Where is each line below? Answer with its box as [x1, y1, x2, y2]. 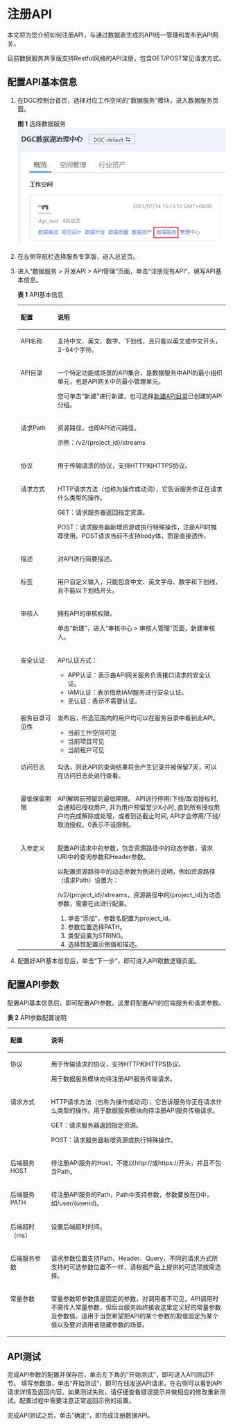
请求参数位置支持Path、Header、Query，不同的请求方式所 [51, 1254, 218, 1262]
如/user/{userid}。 [51, 1199, 103, 1207]
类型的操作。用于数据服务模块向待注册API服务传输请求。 [56, 1106, 219, 1114]
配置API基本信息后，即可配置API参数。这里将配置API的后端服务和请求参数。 [7, 999, 225, 1007]
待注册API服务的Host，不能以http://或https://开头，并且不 [51, 1159, 216, 1167]
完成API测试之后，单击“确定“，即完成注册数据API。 [7, 1411, 154, 1420]
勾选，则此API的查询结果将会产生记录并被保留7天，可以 [57, 763, 217, 771]
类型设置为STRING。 [67, 931, 127, 940]
